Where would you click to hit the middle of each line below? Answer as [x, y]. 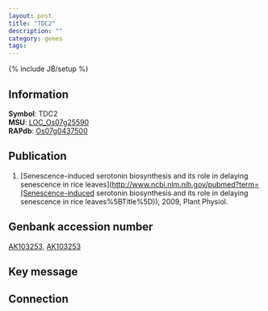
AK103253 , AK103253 [45, 246]
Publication [38, 156]
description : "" [36, 31]
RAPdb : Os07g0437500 [48, 131]
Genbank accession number [81, 227]
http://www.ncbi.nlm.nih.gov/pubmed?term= [186, 184]
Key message [43, 271]
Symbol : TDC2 [33, 113]
